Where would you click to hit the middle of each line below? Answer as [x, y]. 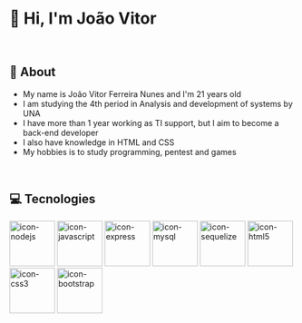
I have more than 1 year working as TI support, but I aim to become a [151, 122]
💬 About [33, 72]
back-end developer [60, 132]
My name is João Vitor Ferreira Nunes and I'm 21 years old [132, 93]
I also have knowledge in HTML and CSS [98, 142]
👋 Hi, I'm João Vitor [83, 19]
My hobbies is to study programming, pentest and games [130, 152]
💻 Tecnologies [53, 199]
